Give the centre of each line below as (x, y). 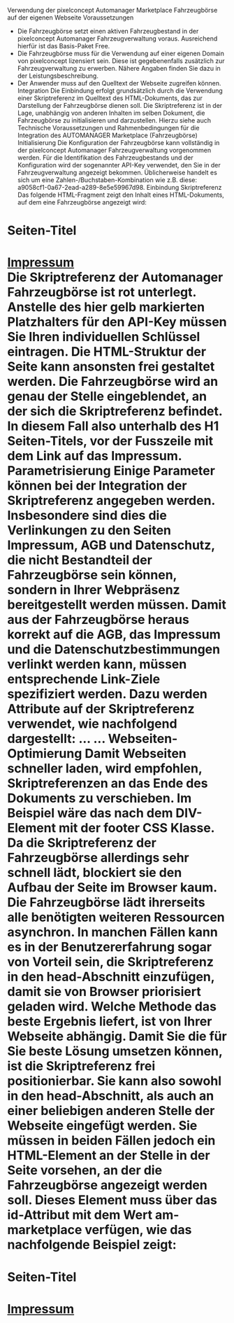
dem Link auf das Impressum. (95, 456)
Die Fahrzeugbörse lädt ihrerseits (106, 902)
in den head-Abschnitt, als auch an (111, 1096)
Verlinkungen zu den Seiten (89, 531)
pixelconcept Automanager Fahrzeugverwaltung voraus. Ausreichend (117, 39)
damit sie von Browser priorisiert (104, 992)
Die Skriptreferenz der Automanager (115, 278)
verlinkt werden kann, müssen (97, 664)
